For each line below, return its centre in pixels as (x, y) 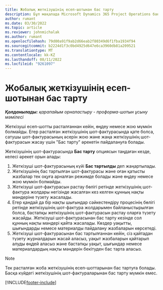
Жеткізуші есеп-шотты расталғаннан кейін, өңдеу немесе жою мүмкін (78, 127)
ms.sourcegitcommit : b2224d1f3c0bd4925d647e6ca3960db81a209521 (70, 46)
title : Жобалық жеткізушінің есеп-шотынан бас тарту (59, 10)
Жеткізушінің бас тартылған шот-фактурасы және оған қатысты (79, 172)
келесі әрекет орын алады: (33, 157)
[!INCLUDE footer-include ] (31, 283)
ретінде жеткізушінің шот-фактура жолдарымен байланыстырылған (83, 208)
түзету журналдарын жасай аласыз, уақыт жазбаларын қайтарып (81, 239)
